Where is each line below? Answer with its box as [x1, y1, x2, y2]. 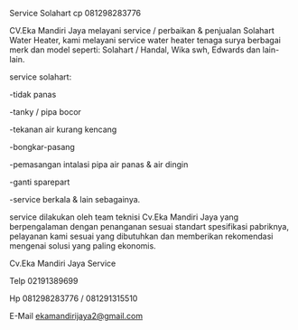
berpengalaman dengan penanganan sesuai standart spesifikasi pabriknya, [9, 222, 289, 231]
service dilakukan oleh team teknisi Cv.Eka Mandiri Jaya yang [9, 212, 239, 222]
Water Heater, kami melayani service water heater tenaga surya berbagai [9, 35, 282, 45]
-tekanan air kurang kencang [9, 124, 117, 135]
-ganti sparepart [9, 176, 70, 187]
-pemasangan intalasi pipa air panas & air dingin [9, 159, 189, 170]
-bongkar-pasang [9, 142, 75, 152]
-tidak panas [9, 90, 57, 99]
